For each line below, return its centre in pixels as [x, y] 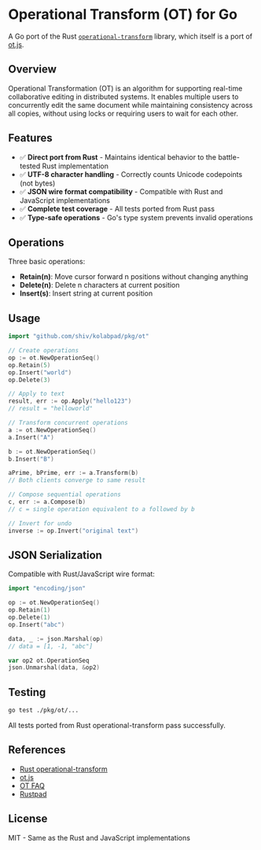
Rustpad [33, 794]
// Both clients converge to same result [77, 480]
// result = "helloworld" [50, 409]
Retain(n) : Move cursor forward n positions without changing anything [134, 277]
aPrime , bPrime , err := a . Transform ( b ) [74, 473]
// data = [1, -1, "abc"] [50, 646]
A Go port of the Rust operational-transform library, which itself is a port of [130, 36]
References [37, 750]
